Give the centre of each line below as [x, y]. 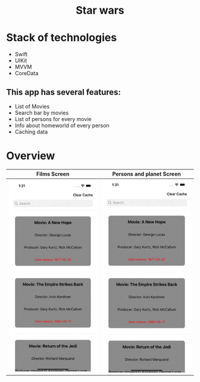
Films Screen [53, 174]
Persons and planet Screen [147, 174]
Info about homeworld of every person [62, 125]
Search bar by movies [42, 113]
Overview [31, 156]
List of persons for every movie [53, 119]
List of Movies [32, 106]
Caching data [31, 131]
